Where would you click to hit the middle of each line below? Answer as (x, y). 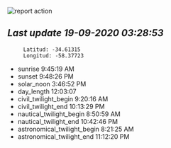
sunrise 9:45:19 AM (46, 69)
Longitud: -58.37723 (53, 56)
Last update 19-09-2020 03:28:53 (85, 33)
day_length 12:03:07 (47, 91)
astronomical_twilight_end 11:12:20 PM (73, 136)
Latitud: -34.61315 (52, 50)
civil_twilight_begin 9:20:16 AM (63, 98)
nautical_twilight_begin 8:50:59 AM (69, 114)
